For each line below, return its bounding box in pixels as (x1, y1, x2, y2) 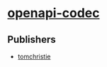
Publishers (7, 33, 56, 46)
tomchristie (17, 52, 51, 61)
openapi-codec (7, 5, 100, 21)
